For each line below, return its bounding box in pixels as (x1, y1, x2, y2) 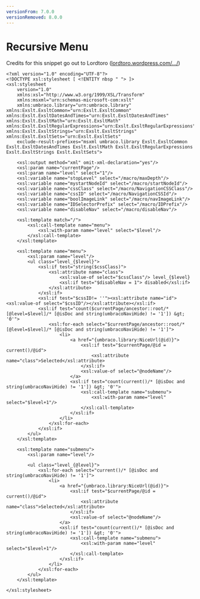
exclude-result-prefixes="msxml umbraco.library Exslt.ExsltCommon (17, 139, 187, 145)
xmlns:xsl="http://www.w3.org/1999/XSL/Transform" (17, 92, 145, 98)
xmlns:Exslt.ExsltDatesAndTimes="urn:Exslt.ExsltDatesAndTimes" (6, 113, 169, 119)
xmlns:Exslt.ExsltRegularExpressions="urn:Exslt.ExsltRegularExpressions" (6, 123, 196, 129)
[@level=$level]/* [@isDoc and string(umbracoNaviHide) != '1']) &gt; (6, 311, 185, 317)
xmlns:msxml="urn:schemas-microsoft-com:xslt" (17, 97, 135, 103)
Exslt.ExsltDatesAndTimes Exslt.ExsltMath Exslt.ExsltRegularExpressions (6, 144, 193, 150)
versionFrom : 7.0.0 (6, 8, 55, 15)
